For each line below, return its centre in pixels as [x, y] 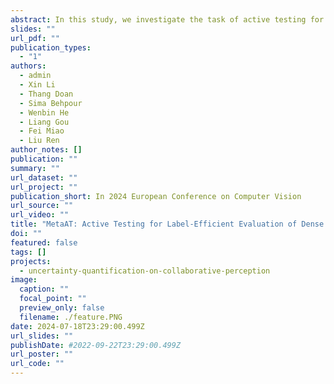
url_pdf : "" [35, 38]
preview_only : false [62, 308]
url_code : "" [37, 364]
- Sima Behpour [51, 103]
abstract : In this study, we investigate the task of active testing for [167, 19]
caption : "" [44, 289]
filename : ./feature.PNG [71, 317]
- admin [35, 76]
